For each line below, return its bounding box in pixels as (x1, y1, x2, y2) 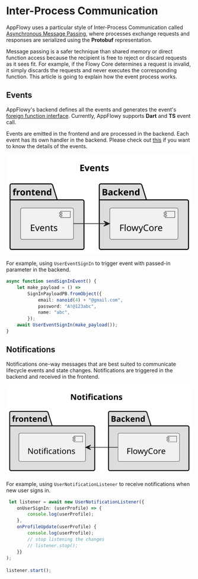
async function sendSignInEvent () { (6, 279, 97, 284)
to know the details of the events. (6, 142, 88, 149)
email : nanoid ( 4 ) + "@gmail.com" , (37, 297, 123, 303)
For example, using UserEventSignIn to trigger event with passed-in (6, 260, 171, 267)
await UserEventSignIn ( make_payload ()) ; (17, 322, 118, 328)
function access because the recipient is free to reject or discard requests (6, 54, 187, 61)
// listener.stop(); (27, 542, 78, 549)
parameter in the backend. (6, 266, 71, 273)
